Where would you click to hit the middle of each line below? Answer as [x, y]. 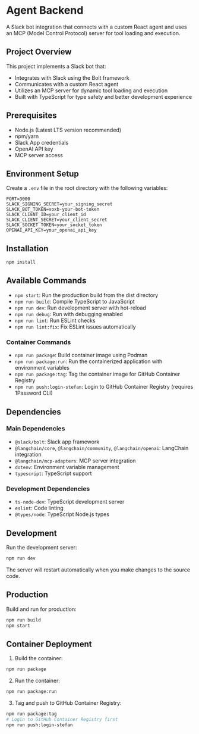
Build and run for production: [42, 609]
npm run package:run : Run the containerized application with [89, 361]
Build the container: [39, 658]
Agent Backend [45, 10]
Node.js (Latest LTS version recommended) [68, 130]
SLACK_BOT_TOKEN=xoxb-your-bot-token [53, 210]
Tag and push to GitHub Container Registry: [68, 702]
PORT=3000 [18, 199]
